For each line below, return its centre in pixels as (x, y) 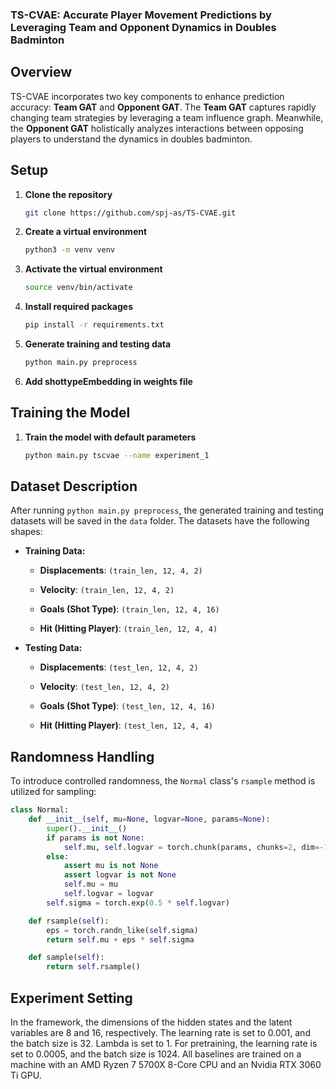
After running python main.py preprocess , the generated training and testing (167, 510)
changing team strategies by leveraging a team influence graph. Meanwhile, (167, 117)
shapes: (26, 532)
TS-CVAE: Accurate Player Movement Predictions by (141, 15)
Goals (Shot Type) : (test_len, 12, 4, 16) (127, 706)
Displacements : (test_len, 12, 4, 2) (119, 667)
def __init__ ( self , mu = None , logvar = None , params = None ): (149, 819)
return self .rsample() (93, 967)
